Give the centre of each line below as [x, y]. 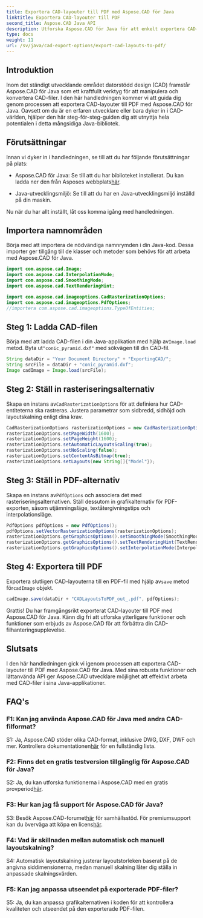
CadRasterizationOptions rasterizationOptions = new [74, 428]
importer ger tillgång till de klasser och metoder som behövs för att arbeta [98, 251]
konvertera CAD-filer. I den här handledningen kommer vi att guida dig [94, 97]
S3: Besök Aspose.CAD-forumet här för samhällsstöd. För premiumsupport [99, 817]
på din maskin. [33, 200]
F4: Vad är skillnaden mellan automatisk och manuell [85, 840]
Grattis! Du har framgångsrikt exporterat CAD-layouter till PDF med [89, 610]
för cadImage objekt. [30, 587]
